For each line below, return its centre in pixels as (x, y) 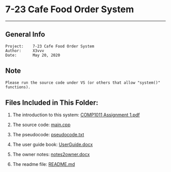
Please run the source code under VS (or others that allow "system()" (83, 83)
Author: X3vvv (25, 51)
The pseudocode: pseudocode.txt (48, 135)
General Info (25, 34)
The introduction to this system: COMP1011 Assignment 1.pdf (76, 115)
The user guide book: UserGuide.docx (53, 144)
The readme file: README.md (44, 164)
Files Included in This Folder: (52, 102)
